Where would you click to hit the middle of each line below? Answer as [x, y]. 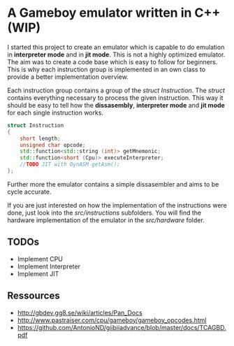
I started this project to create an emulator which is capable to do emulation [116, 47]
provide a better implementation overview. [68, 77]
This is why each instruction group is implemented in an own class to [107, 69]
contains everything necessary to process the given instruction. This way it [115, 98]
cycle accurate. [29, 192]
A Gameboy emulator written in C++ [114, 13]
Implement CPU [40, 259]
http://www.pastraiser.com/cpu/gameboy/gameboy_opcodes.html [112, 320]
